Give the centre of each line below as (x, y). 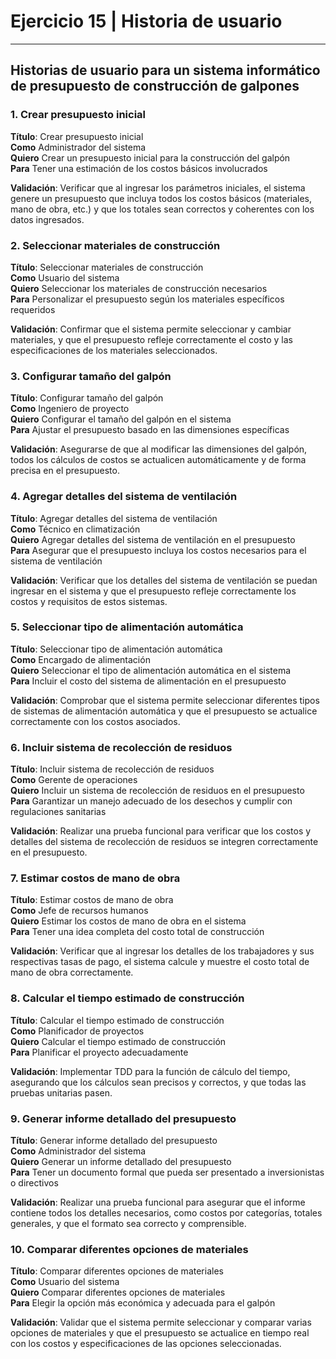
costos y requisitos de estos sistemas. (89, 601)
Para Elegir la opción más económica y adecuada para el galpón (143, 1303)
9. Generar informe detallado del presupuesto (123, 1118)
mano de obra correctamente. (72, 972)
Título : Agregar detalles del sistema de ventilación (114, 518)
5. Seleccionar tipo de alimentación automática (127, 627)
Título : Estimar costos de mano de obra (92, 900)
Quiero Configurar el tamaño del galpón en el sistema (121, 419)
